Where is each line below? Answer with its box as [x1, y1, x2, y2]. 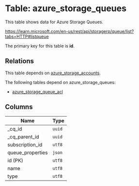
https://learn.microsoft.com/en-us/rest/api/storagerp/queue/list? [5, 28, 134, 34]
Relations [5, 57, 34, 66]
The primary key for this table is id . [5, 43, 75, 49]
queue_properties [7, 149, 48, 156]
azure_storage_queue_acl [12, 88, 63, 95]
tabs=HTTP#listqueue [5, 34, 49, 39]
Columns [5, 103, 33, 111]
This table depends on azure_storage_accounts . [5, 70, 101, 76]
